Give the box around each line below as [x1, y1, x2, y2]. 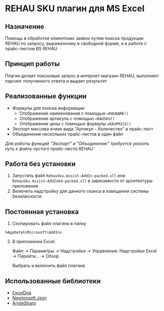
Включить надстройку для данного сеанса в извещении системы [12, 188, 149, 194]
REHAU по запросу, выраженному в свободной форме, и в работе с [5, 41, 147, 46]
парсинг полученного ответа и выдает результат [5, 78, 107, 83]
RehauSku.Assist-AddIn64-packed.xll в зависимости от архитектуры [12, 178, 153, 184]
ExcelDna [12, 290, 32, 296]
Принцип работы [5, 60, 60, 68]
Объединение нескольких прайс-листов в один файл [12, 131, 123, 137]
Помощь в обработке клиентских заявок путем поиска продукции [5, 35, 144, 41]
